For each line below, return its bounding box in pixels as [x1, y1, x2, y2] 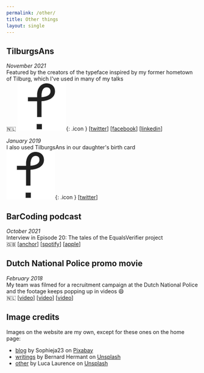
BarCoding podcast [6, 211, 82, 222]
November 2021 [6, 62, 47, 69]
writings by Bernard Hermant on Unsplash [15, 353, 121, 360]
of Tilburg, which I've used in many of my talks [6, 75, 124, 82]
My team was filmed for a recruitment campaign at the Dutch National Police [6, 281, 198, 288]
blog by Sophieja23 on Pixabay [15, 346, 93, 353]
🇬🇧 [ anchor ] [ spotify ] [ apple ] [6, 241, 81, 247]
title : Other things [6, 16, 59, 23]
